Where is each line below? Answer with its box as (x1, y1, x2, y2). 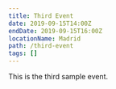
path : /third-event (8, 42, 74, 50)
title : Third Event (8, 11, 74, 20)
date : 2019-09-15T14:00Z (8, 19, 92, 28)
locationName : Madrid (8, 34, 81, 43)
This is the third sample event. (8, 72, 109, 81)
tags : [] (8, 49, 38, 57)
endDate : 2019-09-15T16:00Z (8, 27, 103, 35)
